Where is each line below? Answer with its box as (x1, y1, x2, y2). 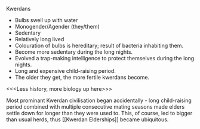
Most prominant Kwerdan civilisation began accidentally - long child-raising (6, 97, 192, 104)
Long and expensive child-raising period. (14, 67, 116, 74)
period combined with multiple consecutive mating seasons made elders (6, 103, 185, 110)
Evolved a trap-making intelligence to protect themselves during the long (14, 55, 195, 62)
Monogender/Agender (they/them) (14, 23, 100, 30)
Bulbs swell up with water (14, 17, 78, 23)
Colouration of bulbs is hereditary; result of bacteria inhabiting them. (14, 42, 184, 49)
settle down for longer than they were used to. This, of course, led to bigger (6, 110, 193, 116)
